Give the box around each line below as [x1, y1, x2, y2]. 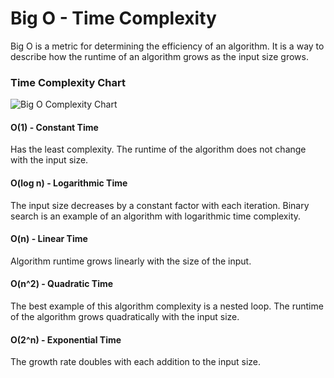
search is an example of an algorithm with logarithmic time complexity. [10, 210, 302, 222]
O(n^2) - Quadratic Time [10, 278, 114, 290]
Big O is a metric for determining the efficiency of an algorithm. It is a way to [10, 40, 325, 52]
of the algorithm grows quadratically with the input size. [10, 311, 240, 323]
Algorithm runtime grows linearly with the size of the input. [10, 255, 252, 267]
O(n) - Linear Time [10, 233, 88, 245]
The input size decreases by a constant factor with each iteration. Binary [10, 199, 310, 211]
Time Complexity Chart [10, 75, 126, 89]
